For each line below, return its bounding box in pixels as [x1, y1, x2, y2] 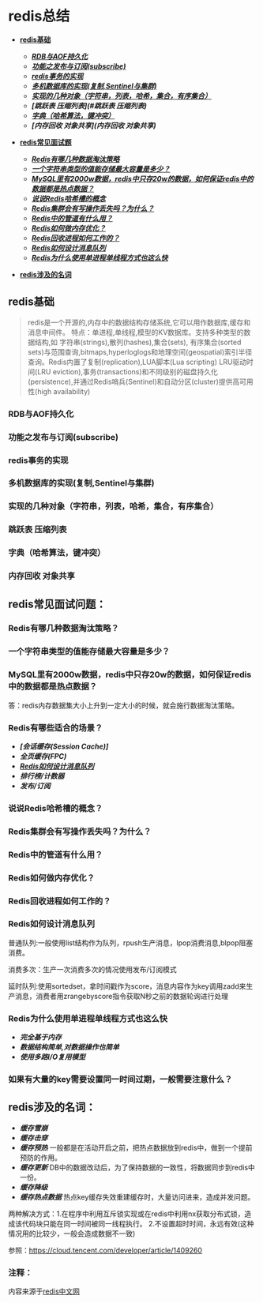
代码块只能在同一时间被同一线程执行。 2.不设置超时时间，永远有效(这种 [21, 1219, 254, 1228]
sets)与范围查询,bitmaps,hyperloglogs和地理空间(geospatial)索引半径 [27, 347, 253, 356]
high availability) [36, 386, 91, 396]
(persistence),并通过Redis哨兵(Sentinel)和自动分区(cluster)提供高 [27, 377, 240, 386]
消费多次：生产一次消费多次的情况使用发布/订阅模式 [8, 964, 178, 974]
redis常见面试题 [19, 137, 72, 147]
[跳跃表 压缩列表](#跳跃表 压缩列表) [31, 100, 148, 111]
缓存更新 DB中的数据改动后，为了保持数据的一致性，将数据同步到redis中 [19, 1162, 255, 1172]
